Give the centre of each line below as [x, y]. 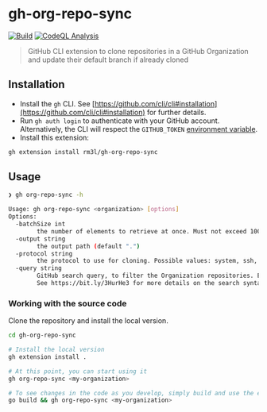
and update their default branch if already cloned [108, 60]
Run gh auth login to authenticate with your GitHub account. [120, 121]
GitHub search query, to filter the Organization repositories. [145, 276]
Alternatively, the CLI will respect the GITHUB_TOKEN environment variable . [139, 129]
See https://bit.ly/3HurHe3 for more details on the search [138, 283]
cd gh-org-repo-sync [43, 335]
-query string [39, 268]
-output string [41, 239]
